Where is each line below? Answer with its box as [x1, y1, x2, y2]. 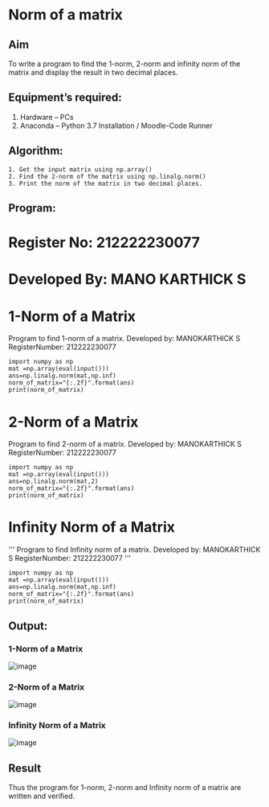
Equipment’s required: [8, 91, 122, 105]
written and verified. [8, 791, 75, 801]
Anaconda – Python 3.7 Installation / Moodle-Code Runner [19, 121, 213, 130]
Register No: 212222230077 [8, 233, 201, 252]
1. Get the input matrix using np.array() [8, 165, 153, 174]
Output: [8, 619, 48, 632]
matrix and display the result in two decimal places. [8, 68, 178, 77]
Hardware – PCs [19, 112, 74, 121]
